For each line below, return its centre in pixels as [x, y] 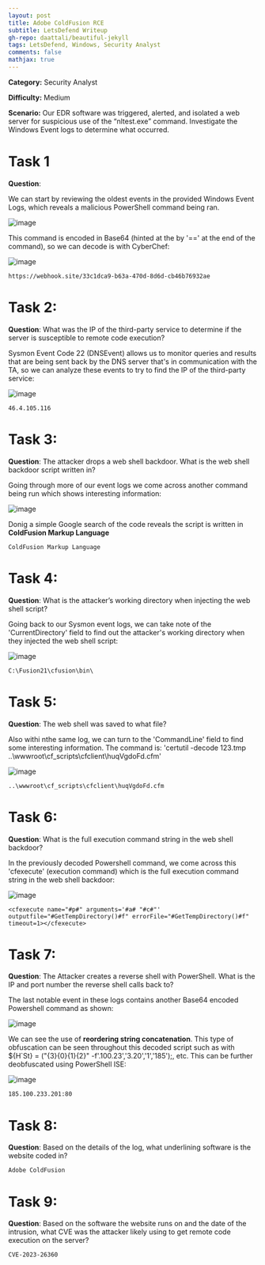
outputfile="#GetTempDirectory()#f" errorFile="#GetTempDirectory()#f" [129, 916]
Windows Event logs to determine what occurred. [89, 129]
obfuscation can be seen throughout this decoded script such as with [121, 1047]
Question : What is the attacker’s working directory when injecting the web [129, 600]
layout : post [30, 15]
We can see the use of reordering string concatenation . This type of [121, 1039]
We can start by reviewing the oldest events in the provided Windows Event [131, 199]
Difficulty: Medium [40, 97]
